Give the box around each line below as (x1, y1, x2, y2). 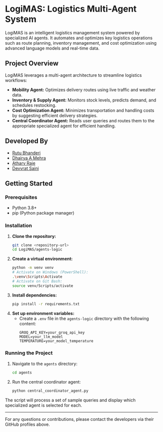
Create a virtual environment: (12, 256, 73, 262)
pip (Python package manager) (12, 210, 75, 216)
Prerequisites (5, 194, 37, 200)
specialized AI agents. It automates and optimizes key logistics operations (5, 35, 153, 41)
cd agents (12, 370, 33, 375)
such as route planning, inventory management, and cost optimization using (5, 40, 157, 46)
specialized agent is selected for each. (5, 402, 82, 408)
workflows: (5, 77, 28, 83)
